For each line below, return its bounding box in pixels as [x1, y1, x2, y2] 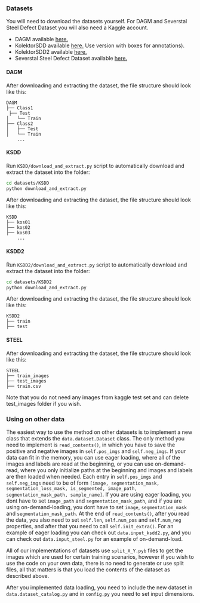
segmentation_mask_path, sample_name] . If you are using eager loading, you [6, 491, 191, 498]
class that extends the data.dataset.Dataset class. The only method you [6, 434, 185, 442]
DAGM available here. [14, 36, 69, 43]
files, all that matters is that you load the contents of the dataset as [6, 566, 170, 573]
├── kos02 [6, 225, 31, 231]
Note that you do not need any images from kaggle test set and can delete [6, 393, 189, 401]
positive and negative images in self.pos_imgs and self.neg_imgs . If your [6, 447, 186, 455]
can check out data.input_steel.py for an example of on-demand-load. [6, 535, 183, 542]
